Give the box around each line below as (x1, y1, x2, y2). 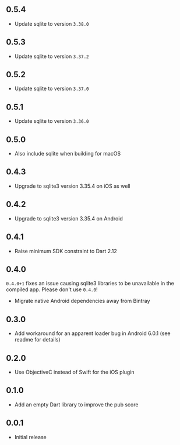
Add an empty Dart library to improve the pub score (14, 401, 139, 408)
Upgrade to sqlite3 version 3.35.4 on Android (14, 215, 123, 222)
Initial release (14, 433, 47, 440)
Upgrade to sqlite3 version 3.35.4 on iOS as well (14, 182, 130, 189)
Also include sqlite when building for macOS (14, 150, 121, 157)
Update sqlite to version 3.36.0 (14, 118, 89, 125)
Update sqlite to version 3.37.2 (14, 53, 89, 60)
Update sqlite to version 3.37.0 (14, 85, 89, 92)
